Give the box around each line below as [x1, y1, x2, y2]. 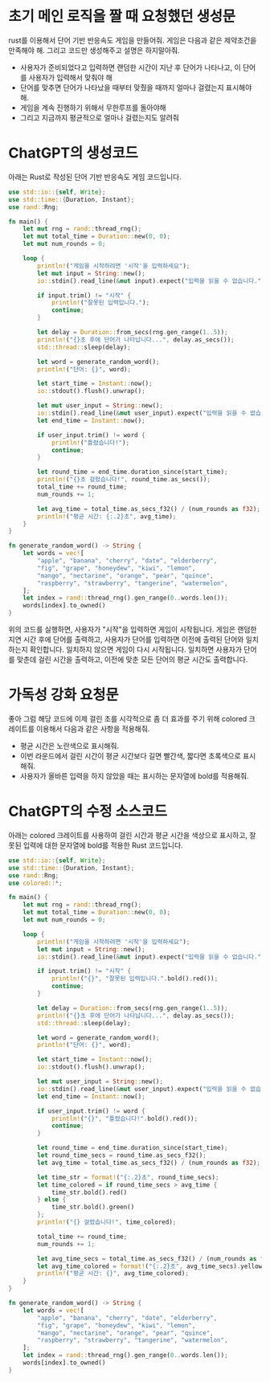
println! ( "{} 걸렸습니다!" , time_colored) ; [37, 1218, 177, 1226]
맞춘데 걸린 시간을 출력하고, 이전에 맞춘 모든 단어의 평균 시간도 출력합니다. [16, 655, 248, 664]
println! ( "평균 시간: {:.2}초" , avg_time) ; [37, 512, 177, 521]
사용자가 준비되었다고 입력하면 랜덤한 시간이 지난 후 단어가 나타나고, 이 [19, 62, 241, 72]
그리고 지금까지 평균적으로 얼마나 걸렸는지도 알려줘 [19, 112, 179, 122]
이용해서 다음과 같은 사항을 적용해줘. [35, 724, 150, 734]
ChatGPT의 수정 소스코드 [8, 803, 168, 820]
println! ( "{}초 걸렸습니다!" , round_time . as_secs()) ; [37, 476, 211, 484]
